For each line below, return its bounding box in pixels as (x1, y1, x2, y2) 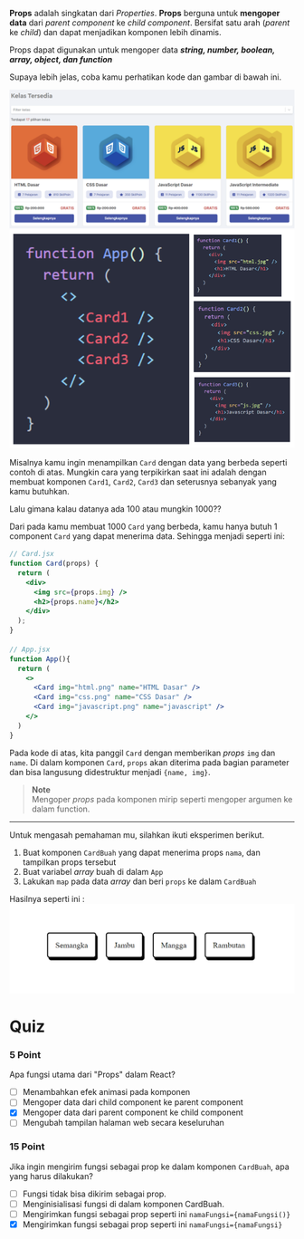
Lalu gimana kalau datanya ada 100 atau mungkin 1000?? (9, 504, 222, 514)
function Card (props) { (9, 559, 100, 569)
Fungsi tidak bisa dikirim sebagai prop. (22, 1188, 167, 1199)
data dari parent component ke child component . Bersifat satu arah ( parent (9, 17, 290, 28)
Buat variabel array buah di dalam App (22, 866, 164, 877)
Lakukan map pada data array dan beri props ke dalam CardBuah (22, 876, 257, 887)
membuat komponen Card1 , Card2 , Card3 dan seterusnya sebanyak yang (9, 476, 278, 487)
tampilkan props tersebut (22, 856, 117, 868)
